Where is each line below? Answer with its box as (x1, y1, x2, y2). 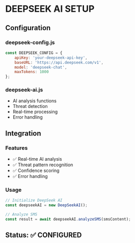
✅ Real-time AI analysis (12, 156, 62, 162)
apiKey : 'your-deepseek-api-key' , (14, 55, 88, 60)
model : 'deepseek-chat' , (14, 64, 67, 70)
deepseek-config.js (5, 39, 55, 46)
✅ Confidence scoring (12, 167, 60, 174)
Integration (5, 129, 42, 138)
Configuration (5, 24, 51, 32)
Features (5, 144, 28, 151)
